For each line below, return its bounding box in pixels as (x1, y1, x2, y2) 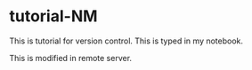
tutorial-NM (9, 6, 98, 27)
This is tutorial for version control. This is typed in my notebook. (9, 35, 243, 46)
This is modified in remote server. (9, 52, 132, 63)
